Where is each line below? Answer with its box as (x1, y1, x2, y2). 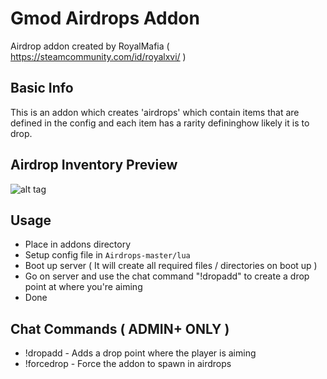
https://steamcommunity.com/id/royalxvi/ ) (10, 50, 187, 62)
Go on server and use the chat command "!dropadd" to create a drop (24, 270, 310, 282)
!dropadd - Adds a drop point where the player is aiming (24, 347, 257, 359)
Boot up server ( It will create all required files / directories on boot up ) (24, 260, 318, 272)
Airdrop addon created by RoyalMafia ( (10, 40, 170, 52)
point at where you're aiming (24, 281, 143, 293)
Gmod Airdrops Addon (10, 7, 200, 30)
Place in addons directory (24, 238, 132, 251)
